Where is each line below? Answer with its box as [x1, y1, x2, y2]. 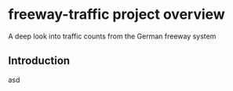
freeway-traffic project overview [8, 5, 225, 24]
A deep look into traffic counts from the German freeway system [8, 31, 217, 41]
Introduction [8, 54, 71, 67]
